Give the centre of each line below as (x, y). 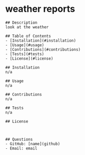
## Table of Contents (28, 36)
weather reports (40, 9)
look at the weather (27, 27)
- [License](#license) (29, 59)
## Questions (19, 139)
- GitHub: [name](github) (33, 144)
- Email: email (21, 148)
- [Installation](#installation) (41, 41)
